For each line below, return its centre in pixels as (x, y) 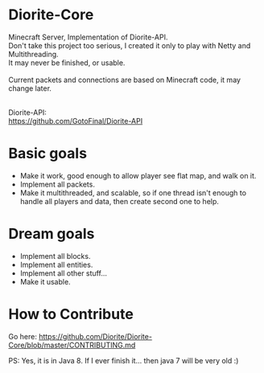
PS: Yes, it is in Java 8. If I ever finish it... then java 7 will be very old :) (124, 360)
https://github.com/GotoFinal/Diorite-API (76, 121)
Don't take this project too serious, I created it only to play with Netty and (130, 45)
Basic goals (47, 154)
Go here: (23, 336)
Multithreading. (33, 54)
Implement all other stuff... (63, 273)
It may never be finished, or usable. (67, 63)
